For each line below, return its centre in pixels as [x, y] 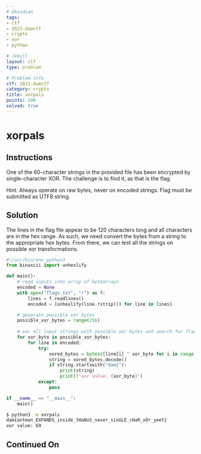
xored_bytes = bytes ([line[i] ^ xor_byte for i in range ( [123, 354]
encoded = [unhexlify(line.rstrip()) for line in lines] [100, 304]
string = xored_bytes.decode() [88, 360]
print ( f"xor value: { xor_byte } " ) [101, 376]
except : [48, 382]
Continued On [33, 444]
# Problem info [25, 78]
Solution [22, 216]
